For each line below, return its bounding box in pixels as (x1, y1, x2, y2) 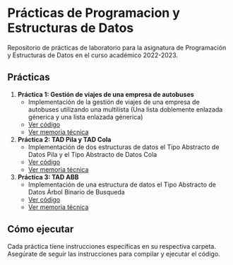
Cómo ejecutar (7, 223, 74, 235)
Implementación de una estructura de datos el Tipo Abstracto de (28, 180, 217, 189)
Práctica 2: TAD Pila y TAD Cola (17, 135, 112, 143)
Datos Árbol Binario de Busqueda (28, 187, 125, 196)
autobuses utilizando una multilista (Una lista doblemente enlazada (28, 105, 223, 114)
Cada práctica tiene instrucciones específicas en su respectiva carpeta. (7, 242, 217, 250)
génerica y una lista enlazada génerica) (28, 112, 143, 121)
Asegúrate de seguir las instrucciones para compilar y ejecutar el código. (7, 249, 220, 258)
